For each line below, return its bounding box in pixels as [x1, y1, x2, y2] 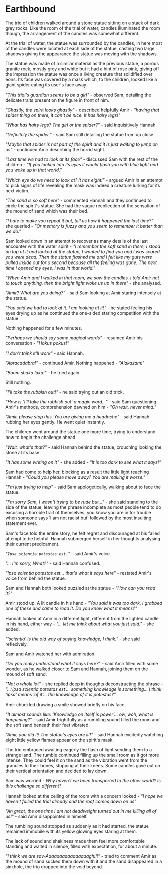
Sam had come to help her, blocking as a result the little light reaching [5, 469, 149, 475]
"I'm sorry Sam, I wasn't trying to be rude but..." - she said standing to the [5, 499, 158, 505]
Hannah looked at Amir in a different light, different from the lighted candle [5, 615, 159, 621]
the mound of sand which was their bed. [5, 208, 89, 214]
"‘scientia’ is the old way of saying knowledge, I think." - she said [5, 636, 140, 642]
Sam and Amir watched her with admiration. [5, 651, 96, 657]
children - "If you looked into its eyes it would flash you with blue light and [5, 161, 158, 167]
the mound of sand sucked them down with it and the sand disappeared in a [5, 858, 162, 864]
